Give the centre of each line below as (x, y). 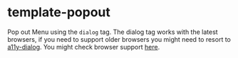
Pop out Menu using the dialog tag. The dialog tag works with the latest (113, 32)
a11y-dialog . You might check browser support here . (84, 47)
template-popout (59, 12)
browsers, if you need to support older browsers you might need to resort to (119, 39)
